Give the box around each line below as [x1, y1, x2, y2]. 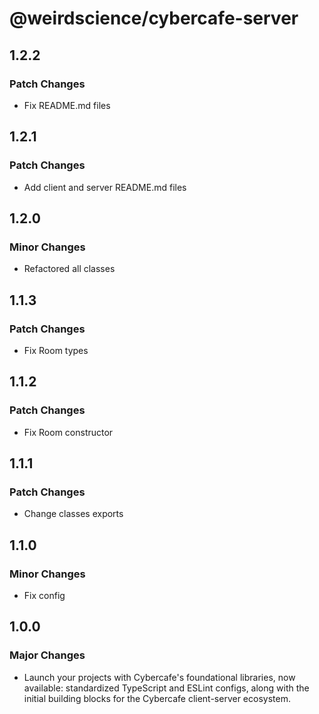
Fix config [23, 590, 66, 601]
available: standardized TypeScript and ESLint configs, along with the [23, 682, 310, 694]
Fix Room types [23, 344, 89, 356]
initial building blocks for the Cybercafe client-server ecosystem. [23, 692, 291, 704]
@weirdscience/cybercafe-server [9, 7, 299, 30]
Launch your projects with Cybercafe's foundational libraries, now [23, 671, 296, 683]
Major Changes [9, 648, 86, 662]
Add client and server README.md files [23, 181, 187, 193]
